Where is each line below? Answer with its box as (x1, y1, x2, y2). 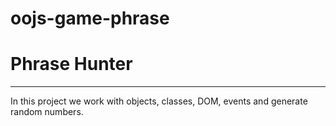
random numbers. (10, 106, 84, 118)
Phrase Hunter (10, 53, 133, 76)
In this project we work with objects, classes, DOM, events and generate (10, 95, 308, 107)
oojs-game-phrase (10, 7, 170, 30)
